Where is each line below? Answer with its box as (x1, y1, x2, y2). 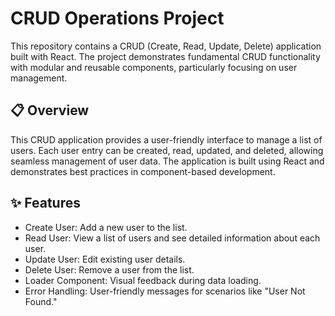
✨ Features (10, 195, 81, 212)
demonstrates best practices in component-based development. (10, 165, 276, 177)
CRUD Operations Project (10, 7, 225, 30)
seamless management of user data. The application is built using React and (10, 155, 325, 167)
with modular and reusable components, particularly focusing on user (10, 61, 298, 73)
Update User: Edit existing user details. (24, 253, 186, 265)
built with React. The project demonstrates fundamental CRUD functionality (10, 50, 321, 62)
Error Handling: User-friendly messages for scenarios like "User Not (24, 285, 306, 297)
